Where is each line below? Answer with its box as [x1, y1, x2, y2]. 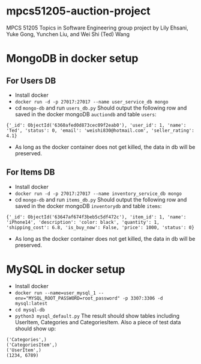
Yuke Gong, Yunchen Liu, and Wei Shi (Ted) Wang [6, 30, 130, 37]
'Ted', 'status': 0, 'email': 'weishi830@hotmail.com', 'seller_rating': [6, 128, 195, 134]
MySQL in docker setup [6, 262, 125, 276]
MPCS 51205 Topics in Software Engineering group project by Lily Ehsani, [6, 24, 188, 31]
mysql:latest [14, 300, 48, 306]
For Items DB [6, 167, 55, 177]
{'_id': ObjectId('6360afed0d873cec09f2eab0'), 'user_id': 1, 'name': [6, 122, 187, 128]
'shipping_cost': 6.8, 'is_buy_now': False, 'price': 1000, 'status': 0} [6, 224, 195, 230]
